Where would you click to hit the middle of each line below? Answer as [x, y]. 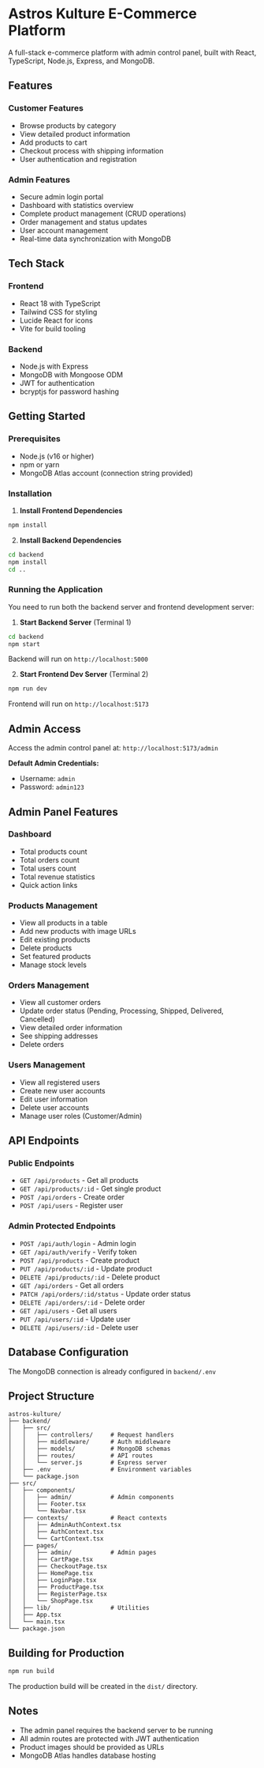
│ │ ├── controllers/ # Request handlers [91, 1435]
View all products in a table [63, 923]
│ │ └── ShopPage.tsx [50, 1601]
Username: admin [47, 779]
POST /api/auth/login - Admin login [78, 1243]
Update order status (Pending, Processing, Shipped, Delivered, [122, 1011]
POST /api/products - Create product [80, 1260]
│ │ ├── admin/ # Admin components [91, 1498]
